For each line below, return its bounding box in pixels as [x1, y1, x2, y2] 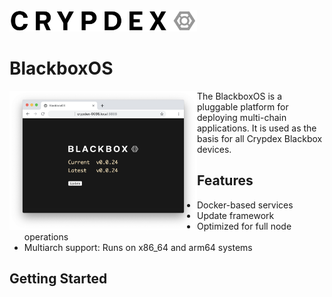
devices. [197, 143, 232, 155]
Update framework [197, 209, 275, 221]
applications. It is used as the [197, 122, 317, 134]
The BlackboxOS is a [197, 90, 283, 102]
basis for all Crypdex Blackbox [197, 132, 323, 144]
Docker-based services [197, 199, 294, 211]
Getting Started [9, 270, 108, 288]
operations [23, 230, 69, 243]
